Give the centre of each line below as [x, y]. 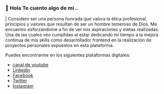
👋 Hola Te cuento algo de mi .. [42, 8]
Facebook [23, 75]
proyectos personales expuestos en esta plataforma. [60, 45]
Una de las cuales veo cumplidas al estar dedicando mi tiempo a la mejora [82, 35]
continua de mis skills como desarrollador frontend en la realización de [78, 40]
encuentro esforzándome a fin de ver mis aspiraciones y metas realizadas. [82, 29]
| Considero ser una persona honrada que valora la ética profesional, [76, 19]
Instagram [23, 86]
